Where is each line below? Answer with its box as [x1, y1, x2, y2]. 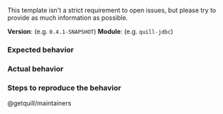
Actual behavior [7, 64, 64, 74]
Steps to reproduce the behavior [7, 83, 121, 93]
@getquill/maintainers [7, 99, 72, 108]
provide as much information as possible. [7, 13, 129, 22]
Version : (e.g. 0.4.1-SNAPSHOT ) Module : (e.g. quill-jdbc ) [7, 28, 174, 35]
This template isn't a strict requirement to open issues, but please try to [7, 6, 217, 14]
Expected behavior [7, 45, 75, 55]
